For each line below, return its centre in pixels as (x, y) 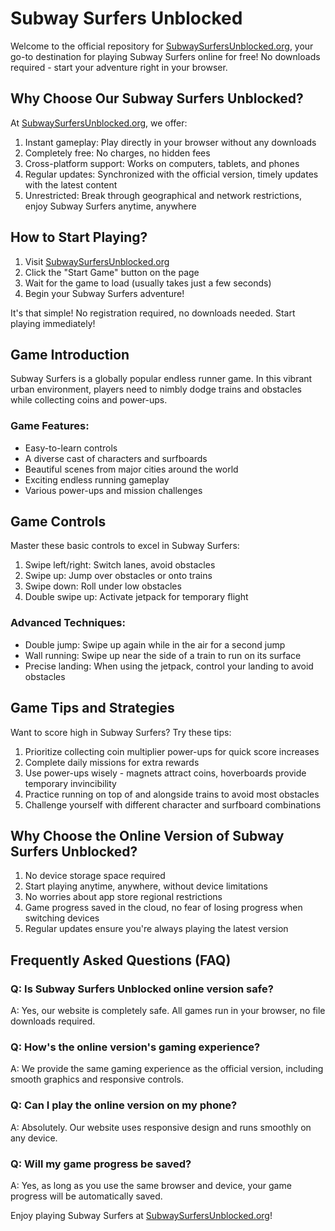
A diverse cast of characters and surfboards (116, 458)
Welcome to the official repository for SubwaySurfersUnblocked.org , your (162, 46)
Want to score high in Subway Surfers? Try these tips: (121, 732)
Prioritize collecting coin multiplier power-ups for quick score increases (172, 751)
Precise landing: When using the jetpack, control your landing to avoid (169, 666)
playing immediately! (53, 323)
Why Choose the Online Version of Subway (147, 835)
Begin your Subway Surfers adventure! (104, 293)
